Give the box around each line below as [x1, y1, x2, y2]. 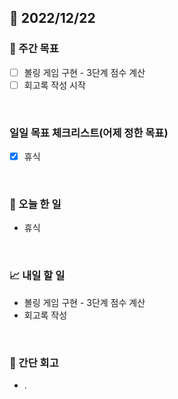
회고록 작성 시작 [23, 79, 86, 91]
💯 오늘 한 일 [9, 197, 62, 211]
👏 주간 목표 [9, 42, 59, 56]
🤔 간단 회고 [9, 356, 59, 370]
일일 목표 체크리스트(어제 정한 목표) [9, 126, 169, 140]
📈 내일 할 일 [9, 269, 66, 283]
